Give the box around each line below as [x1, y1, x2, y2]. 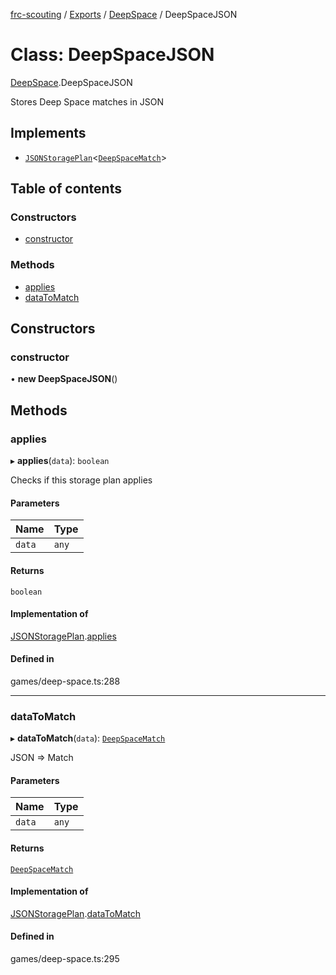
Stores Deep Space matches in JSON [10, 95, 165, 108]
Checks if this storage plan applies [10, 474, 153, 486]
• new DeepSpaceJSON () [10, 373, 118, 385]
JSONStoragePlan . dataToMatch [10, 907, 142, 919]
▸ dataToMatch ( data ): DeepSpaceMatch [10, 732, 166, 744]
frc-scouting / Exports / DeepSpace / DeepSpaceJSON [10, 9, 238, 20]
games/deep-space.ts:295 [10, 953, 120, 965]
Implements [10, 125, 87, 142]
